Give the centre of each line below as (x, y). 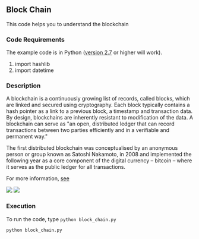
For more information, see (38, 178)
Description (23, 86)
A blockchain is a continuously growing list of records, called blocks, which (98, 99)
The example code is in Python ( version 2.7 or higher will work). (84, 52)
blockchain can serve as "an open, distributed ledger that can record (90, 124)
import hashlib (32, 64)
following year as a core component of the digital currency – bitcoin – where (99, 161)
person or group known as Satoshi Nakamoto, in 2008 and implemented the (99, 155)
